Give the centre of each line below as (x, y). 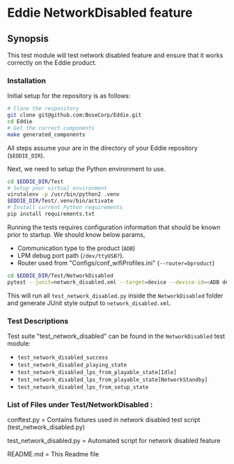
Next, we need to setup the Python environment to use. (86, 169)
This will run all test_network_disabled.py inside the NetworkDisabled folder (115, 295)
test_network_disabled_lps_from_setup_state (83, 387)
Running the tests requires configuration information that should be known (114, 227)
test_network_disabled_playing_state (72, 365)
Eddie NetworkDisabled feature (100, 13)
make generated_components (46, 134)
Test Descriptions (38, 320)
